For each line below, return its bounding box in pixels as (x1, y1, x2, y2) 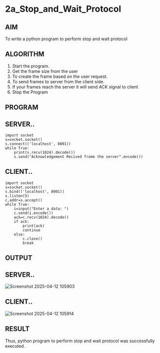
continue (23, 228, 41, 233)
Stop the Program (12, 89, 48, 95)
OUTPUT (5, 254, 33, 262)
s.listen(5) (5, 193, 29, 198)
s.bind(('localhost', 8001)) (5, 189, 65, 194)
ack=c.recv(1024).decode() (14, 214, 69, 220)
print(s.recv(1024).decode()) (14, 150, 76, 155)
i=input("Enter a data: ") (14, 206, 69, 211)
